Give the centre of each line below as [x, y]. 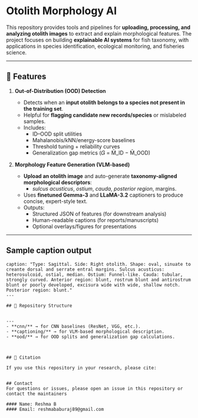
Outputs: [34, 207]
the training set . [43, 108]
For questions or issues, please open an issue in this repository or [95, 388]
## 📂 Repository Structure [39, 306]
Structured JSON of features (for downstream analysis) [99, 214]
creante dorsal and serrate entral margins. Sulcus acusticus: [85, 269]
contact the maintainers [37, 394]
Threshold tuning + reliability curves [76, 146]
